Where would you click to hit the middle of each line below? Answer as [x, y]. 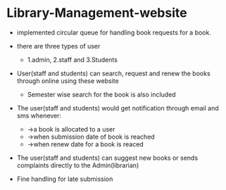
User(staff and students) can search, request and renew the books [113, 73]
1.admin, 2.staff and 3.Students [72, 59]
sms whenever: [39, 115]
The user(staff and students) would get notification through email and [118, 108]
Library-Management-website [97, 13]
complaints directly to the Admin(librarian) [78, 165]
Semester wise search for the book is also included [102, 94]
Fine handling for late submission [65, 179]
